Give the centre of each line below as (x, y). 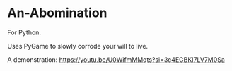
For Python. (24, 32)
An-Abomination (57, 13)
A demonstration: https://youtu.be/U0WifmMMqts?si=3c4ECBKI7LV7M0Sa (116, 59)
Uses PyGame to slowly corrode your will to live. (78, 46)
